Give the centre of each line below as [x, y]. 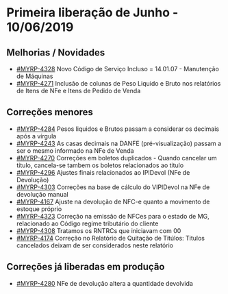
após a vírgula [36, 136]
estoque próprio [39, 209]
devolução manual [42, 194]
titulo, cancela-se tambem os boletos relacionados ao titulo [100, 165]
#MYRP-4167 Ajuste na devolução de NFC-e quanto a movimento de [113, 201]
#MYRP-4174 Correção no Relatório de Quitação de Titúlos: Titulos [111, 238]
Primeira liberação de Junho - [92, 13]
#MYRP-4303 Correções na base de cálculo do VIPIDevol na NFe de [113, 187]
